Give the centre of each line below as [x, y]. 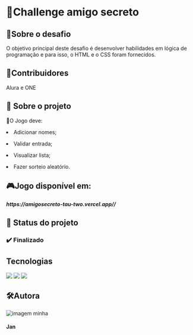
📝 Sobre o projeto [39, 106]
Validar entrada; [33, 143]
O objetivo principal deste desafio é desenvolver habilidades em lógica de [96, 48]
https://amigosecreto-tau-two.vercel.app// [61, 204]
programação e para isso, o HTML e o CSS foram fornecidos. [81, 55]
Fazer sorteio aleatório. [42, 166]
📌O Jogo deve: [24, 121]
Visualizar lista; [32, 155]
